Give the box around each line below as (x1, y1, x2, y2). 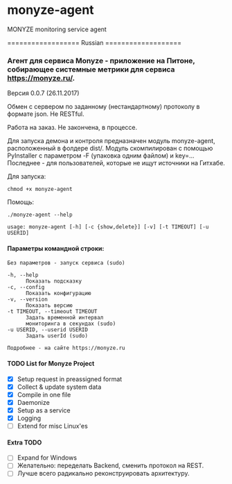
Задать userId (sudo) (25, 333, 89, 340)
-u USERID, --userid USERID (7, 326, 89, 333)
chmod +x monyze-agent (7, 186, 73, 193)
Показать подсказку (25, 278, 82, 285)
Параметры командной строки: (7, 244, 105, 252)
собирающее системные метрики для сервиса (7, 65, 175, 74)
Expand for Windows (17, 453, 78, 462)
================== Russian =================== (7, 38, 182, 47)
